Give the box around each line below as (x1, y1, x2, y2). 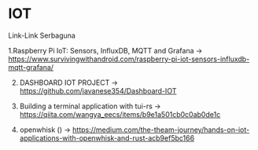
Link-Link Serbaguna (8, 31, 76, 40)
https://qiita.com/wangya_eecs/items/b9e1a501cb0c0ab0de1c (19, 109, 221, 119)
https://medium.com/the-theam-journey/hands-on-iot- (72, 125, 250, 134)
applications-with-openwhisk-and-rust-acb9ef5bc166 (19, 133, 195, 142)
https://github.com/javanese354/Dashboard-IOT (19, 86, 177, 95)
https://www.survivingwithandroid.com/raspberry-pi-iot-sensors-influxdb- (8, 54, 250, 64)
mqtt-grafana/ (8, 62, 53, 71)
